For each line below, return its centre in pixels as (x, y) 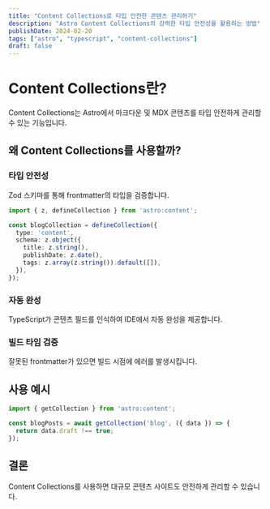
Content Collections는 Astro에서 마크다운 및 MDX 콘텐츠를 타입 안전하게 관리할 (135, 113)
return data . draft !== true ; (65, 430)
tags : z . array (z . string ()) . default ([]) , (92, 263)
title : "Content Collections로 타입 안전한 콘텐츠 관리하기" (103, 16)
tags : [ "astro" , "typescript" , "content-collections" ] (103, 38)
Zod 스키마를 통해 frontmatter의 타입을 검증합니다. (89, 195)
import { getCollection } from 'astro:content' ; (92, 409)
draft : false (30, 46)
